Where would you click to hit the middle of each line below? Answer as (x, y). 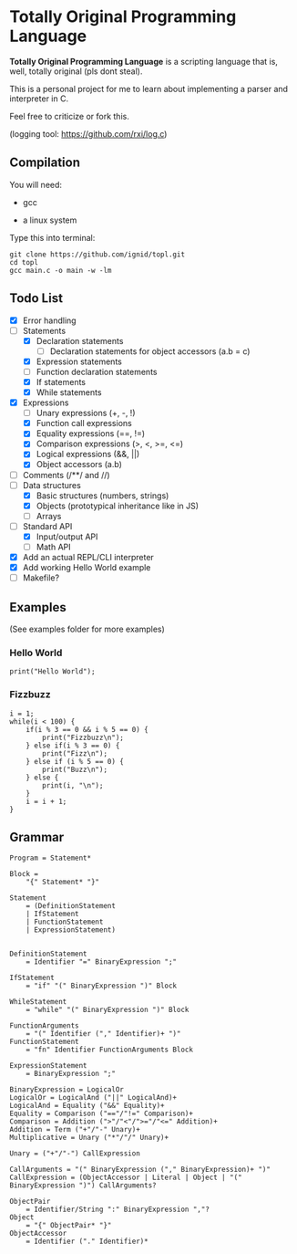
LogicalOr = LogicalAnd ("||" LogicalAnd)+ (93, 1098)
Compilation (45, 163)
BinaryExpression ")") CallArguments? (83, 1186)
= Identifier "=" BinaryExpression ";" (102, 962)
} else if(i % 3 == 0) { (73, 746)
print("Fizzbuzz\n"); (83, 737)
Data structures (52, 485)
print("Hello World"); (52, 672)
